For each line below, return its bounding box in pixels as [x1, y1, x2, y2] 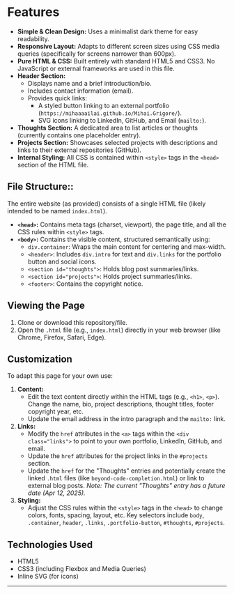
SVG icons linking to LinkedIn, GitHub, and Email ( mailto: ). [38, 116, 207, 124]
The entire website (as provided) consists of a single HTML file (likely [7, 199, 206, 208]
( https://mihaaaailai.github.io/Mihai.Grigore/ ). [38, 109, 182, 117]
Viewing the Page [7, 300, 86, 312]
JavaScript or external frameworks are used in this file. [17, 64, 175, 73]
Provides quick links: [27, 93, 88, 102]
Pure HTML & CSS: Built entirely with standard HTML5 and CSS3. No [17, 56, 215, 65]
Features [7, 4, 60, 20]
